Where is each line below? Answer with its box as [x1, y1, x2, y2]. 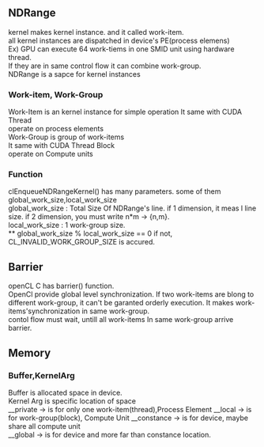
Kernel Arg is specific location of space [8, 396, 137, 406]
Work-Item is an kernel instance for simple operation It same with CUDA [8, 107, 243, 117]
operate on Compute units [8, 150, 93, 159]
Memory [8, 346, 51, 359]
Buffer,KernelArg [8, 369, 75, 381]
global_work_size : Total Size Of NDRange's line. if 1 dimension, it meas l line [8, 203, 257, 213]
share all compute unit [8, 421, 81, 430]
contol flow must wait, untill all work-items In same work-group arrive [8, 315, 234, 324]
